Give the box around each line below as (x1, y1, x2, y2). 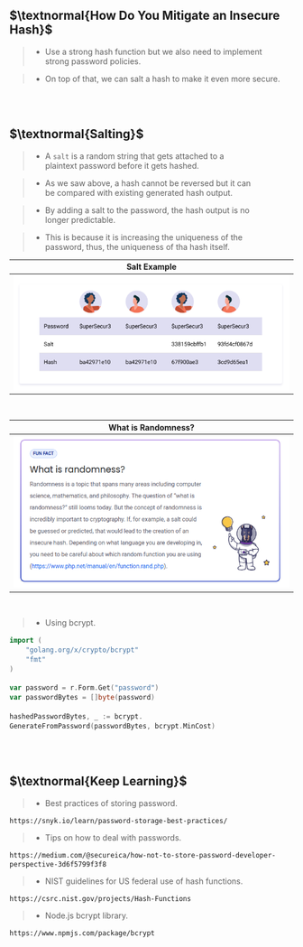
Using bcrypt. (44, 617, 96, 627)
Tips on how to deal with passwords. (44, 831, 182, 843)
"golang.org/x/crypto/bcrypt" (25, 645, 140, 655)
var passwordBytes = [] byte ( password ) (9, 693, 155, 702)
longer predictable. (44, 214, 116, 225)
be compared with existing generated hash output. (44, 187, 233, 198)
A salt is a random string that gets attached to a (44, 150, 225, 162)
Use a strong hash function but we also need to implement (44, 46, 263, 57)
